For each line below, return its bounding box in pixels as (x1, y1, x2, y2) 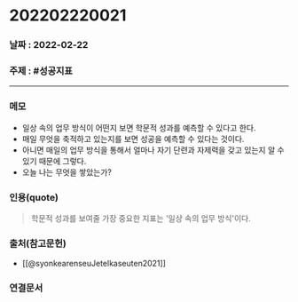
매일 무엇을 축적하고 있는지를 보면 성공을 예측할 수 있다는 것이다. (21, 133, 245, 144)
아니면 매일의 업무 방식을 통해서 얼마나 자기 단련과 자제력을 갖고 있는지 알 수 (21, 144, 286, 155)
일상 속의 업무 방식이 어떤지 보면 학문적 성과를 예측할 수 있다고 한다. (21, 122, 256, 133)
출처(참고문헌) (9, 237, 67, 250)
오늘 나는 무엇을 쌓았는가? (21, 166, 113, 178)
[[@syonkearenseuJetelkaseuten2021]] (21, 258, 167, 269)
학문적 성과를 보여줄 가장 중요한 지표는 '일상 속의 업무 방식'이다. (30, 213, 251, 223)
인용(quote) (9, 191, 59, 203)
